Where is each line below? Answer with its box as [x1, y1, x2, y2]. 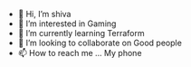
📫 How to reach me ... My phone [17, 48, 142, 58]
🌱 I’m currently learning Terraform [17, 28, 145, 38]
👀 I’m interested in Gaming [17, 18, 117, 29]
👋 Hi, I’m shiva [17, 9, 72, 19]
